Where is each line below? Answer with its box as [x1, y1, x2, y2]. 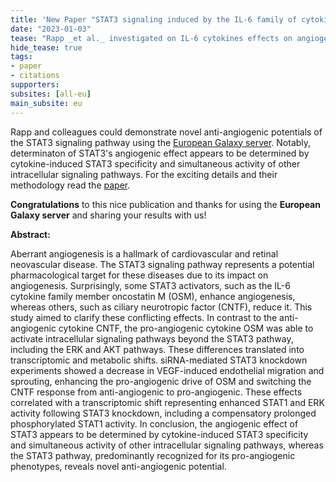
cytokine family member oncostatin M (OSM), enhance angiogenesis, [10, 290, 296, 302]
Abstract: [10, 228, 51, 240]
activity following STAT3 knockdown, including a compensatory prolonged [10, 407, 317, 419]
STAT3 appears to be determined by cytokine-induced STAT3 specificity [10, 428, 309, 440]
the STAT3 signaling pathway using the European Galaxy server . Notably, [10, 136, 312, 148]
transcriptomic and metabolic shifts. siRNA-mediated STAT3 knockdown [10, 354, 308, 366]
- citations [10, 71, 60, 81]
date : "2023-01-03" [10, 24, 92, 34]
